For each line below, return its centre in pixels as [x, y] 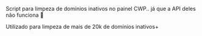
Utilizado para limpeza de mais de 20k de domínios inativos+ [82, 27]
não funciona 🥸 [25, 15]
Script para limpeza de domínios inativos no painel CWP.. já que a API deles [101, 9]
